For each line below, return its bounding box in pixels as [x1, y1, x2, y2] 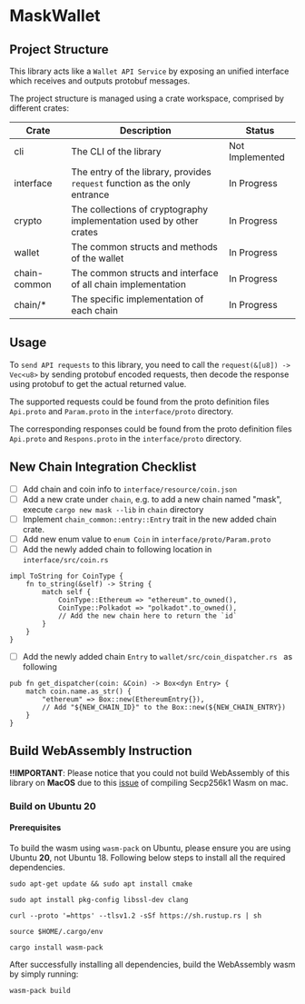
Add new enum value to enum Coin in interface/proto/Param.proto [22, 533, 271, 544]
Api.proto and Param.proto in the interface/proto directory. [9, 405, 234, 416]
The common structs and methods [71, 241, 218, 253]
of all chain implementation [71, 278, 186, 291]
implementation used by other [71, 214, 199, 227]
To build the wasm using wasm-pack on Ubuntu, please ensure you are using [9, 842, 291, 853]
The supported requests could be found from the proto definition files [9, 396, 270, 407]
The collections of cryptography [71, 204, 209, 215]
